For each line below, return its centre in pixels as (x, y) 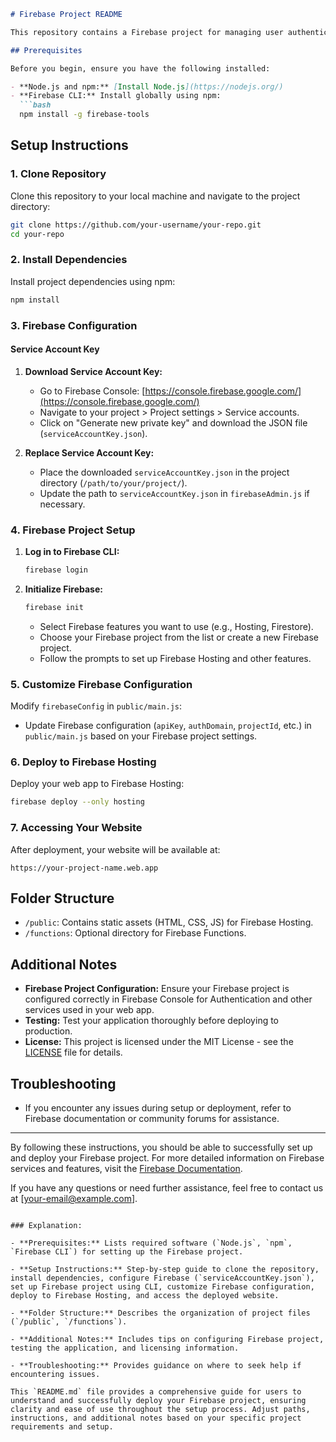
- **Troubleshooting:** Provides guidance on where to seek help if (156, 1365)
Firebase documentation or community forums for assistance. (152, 1118)
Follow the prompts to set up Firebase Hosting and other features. (175, 658)
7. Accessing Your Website (76, 828)
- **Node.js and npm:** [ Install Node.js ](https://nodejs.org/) (147, 86)
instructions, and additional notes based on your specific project (156, 1418)
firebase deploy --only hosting (77, 802)
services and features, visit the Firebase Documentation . (126, 1168)
